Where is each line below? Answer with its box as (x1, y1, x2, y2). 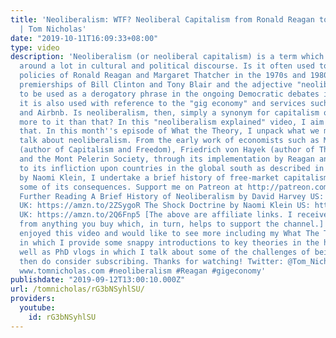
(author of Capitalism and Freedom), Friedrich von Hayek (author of (19, 145, 315, 155)
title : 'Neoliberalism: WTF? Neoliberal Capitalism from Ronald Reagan (10, 14, 315, 25)
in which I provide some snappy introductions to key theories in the (19, 237, 320, 248)
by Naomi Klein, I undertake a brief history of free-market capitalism (19, 172, 329, 183)
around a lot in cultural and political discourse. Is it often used (19, 61, 315, 71)
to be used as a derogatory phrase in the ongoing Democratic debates (19, 89, 320, 99)
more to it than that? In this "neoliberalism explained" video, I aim (19, 117, 325, 127)
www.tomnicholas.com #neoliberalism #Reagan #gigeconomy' (19, 266, 267, 276)
